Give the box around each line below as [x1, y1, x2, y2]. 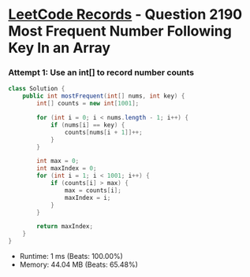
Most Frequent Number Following [8, 22, 233, 40]
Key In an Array [8, 39, 111, 57]
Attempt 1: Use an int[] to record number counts [8, 67, 195, 78]
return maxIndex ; [36, 223, 93, 231]
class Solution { [8, 85, 65, 93]
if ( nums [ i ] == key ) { [50, 120, 125, 129]
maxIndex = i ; [64, 194, 111, 201]
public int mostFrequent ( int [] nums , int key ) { [22, 92, 185, 100]
